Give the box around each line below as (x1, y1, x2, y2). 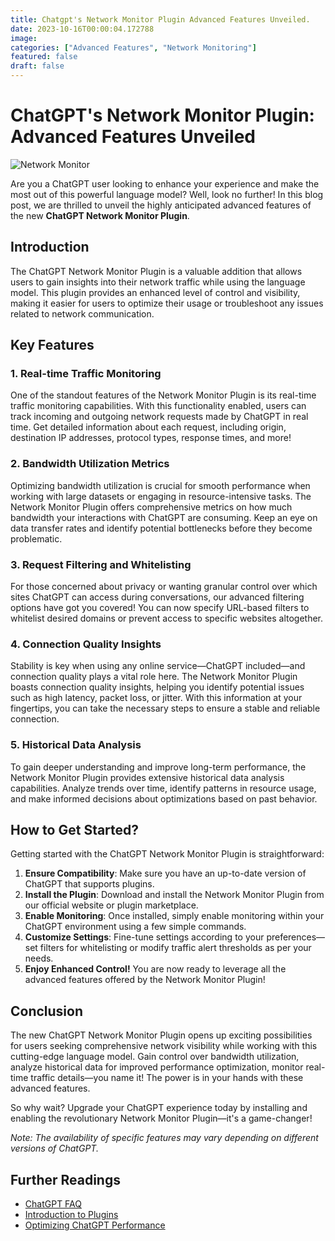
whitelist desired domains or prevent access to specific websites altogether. (10, 612, 324, 625)
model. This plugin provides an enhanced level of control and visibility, (10, 286, 301, 298)
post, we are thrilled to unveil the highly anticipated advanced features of (10, 199, 312, 211)
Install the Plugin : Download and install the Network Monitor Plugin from (24, 889, 325, 901)
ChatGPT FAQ (24, 1198, 82, 1210)
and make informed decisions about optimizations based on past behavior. (10, 792, 318, 805)
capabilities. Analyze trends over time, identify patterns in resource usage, (10, 782, 317, 794)
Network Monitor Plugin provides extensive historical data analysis (10, 771, 285, 783)
